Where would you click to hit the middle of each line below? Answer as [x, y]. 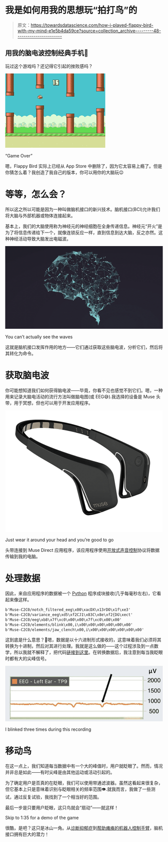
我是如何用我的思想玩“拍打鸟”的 [71, 10]
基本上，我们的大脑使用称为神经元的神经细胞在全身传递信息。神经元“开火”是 [84, 226]
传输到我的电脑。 [23, 556]
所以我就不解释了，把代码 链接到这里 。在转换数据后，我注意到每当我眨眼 [88, 653]
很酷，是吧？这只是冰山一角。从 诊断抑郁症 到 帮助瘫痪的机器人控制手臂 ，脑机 [84, 828]
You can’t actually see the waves [39, 337]
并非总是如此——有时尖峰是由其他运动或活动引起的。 [60, 772]
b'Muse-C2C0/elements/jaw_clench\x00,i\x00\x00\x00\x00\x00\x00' [74, 630]
